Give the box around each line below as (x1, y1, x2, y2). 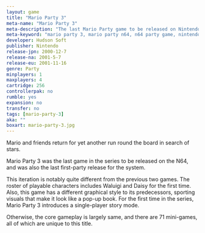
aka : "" (6, 116, 26, 123)
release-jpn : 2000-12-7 (6, 49, 67, 55)
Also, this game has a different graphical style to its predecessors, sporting (6, 188, 195, 196)
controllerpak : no (6, 88, 53, 95)
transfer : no (6, 105, 40, 112)
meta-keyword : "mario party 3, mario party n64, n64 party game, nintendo (6, 32, 201, 38)
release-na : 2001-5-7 (6, 54, 62, 60)
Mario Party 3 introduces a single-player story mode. (6, 202, 140, 209)
